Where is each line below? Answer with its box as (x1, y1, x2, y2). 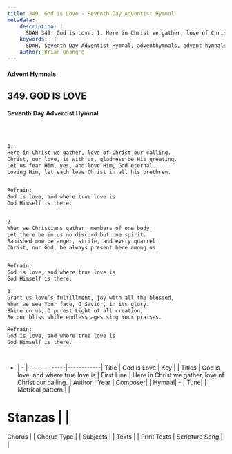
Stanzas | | (7, 410, 70, 426)
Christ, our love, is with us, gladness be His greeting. (7, 155, 177, 162)
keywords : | (19, 36, 57, 43)
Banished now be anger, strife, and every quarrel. (7, 238, 159, 245)
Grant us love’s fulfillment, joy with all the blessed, (7, 294, 175, 301)
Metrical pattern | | (17, 386, 71, 394)
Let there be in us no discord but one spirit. (7, 231, 147, 238)
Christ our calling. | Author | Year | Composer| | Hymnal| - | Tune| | (17, 378, 207, 387)
